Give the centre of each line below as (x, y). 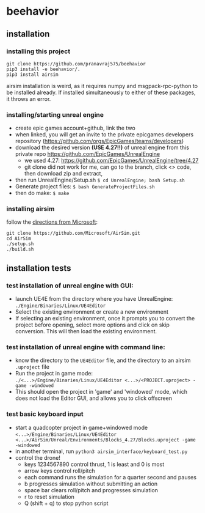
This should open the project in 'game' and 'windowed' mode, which (101, 392)
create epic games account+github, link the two (75, 128)
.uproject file (32, 367)
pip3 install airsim (33, 75)
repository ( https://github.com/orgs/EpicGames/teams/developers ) (99, 141)
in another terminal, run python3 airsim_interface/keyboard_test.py (101, 451)
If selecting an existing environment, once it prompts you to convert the (105, 319)
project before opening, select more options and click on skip (92, 325)
